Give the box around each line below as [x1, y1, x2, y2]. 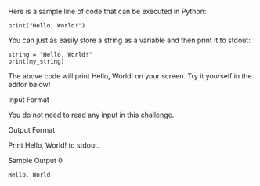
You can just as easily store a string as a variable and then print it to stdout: [8, 35, 251, 45]
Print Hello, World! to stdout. [8, 140, 99, 150]
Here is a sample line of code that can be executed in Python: [8, 7, 207, 16]
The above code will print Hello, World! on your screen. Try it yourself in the [8, 71, 252, 81]
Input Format [8, 95, 49, 104]
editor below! [8, 80, 51, 89]
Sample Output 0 [8, 156, 63, 165]
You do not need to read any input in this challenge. [8, 110, 175, 119]
